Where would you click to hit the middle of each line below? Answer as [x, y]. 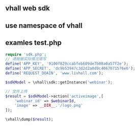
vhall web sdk [27, 8]
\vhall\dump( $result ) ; [29, 119]
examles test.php [34, 43]
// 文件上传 [17, 91]
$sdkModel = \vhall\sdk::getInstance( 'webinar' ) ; [59, 82]
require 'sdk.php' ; [26, 54]
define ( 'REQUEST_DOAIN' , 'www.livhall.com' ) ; [54, 73]
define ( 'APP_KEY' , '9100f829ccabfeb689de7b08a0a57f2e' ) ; [67, 64]
